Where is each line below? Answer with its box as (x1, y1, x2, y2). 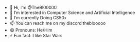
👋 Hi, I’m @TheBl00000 (9, 5, 57, 10)
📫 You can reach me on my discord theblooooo (9, 20, 106, 26)
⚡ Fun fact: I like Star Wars (9, 33, 63, 38)
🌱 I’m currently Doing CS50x (9, 15, 67, 20)
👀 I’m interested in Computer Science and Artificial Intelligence (9, 10, 135, 15)
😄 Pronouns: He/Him (9, 27, 52, 33)
